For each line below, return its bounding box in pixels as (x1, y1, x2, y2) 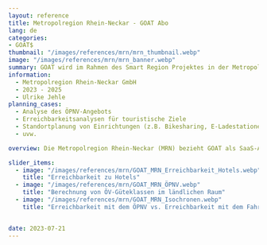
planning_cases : (8, 100, 62, 108)
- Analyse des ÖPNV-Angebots (15, 108, 112, 116)
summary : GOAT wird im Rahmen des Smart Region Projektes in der (8, 64, 229, 72)
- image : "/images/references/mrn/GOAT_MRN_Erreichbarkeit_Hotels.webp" (15, 166, 261, 174)
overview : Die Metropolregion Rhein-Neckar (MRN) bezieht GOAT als (8, 144, 237, 152)
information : (8, 71, 52, 79)
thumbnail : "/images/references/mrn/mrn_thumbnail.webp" (8, 49, 201, 56)
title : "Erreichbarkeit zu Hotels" (22, 173, 141, 181)
